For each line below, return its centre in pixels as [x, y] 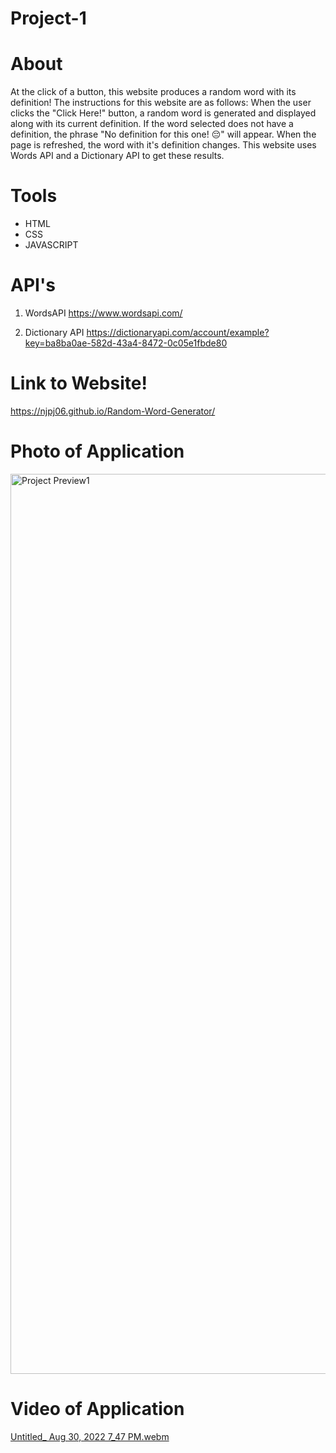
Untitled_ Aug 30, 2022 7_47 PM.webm [90, 1436]
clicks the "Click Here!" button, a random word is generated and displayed [163, 113]
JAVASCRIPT [51, 245]
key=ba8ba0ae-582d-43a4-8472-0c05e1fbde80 [126, 343]
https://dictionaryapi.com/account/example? [178, 332]
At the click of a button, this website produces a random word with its [153, 92]
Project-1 [48, 18]
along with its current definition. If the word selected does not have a [152, 124]
